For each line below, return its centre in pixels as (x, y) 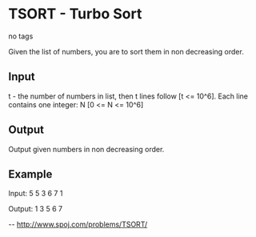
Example (30, 174)
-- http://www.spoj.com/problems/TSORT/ (78, 224)
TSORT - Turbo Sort (75, 14)
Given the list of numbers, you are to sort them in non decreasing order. (126, 51)
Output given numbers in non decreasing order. (86, 149)
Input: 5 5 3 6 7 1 (36, 194)
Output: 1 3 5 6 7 (35, 209)
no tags (21, 36)
